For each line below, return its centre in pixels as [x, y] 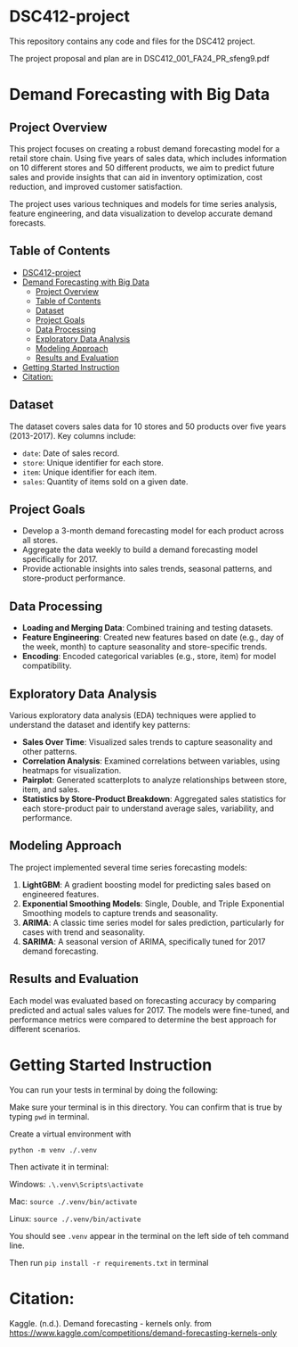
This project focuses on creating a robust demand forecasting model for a [145, 148]
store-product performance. [74, 578]
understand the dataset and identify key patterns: [100, 725]
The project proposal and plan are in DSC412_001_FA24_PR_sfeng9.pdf [139, 58]
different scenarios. [45, 1029]
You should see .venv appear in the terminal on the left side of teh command [149, 1235]
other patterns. [49, 752]
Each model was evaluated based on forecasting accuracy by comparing [143, 1000]
